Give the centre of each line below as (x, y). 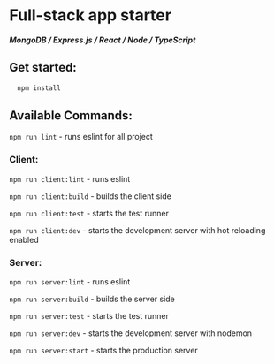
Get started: (43, 68)
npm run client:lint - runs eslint (70, 178)
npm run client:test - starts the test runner (89, 213)
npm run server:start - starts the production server (104, 351)
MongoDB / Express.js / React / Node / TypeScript (103, 40)
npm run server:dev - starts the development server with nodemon (131, 333)
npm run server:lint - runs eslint (70, 282)
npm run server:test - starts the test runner (89, 316)
